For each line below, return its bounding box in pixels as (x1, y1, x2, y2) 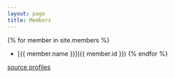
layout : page (7, 10, 45, 17)
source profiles (7, 63, 51, 71)
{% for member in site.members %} (7, 36, 110, 44)
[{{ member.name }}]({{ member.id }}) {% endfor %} (17, 49, 168, 58)
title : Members (7, 17, 52, 24)
